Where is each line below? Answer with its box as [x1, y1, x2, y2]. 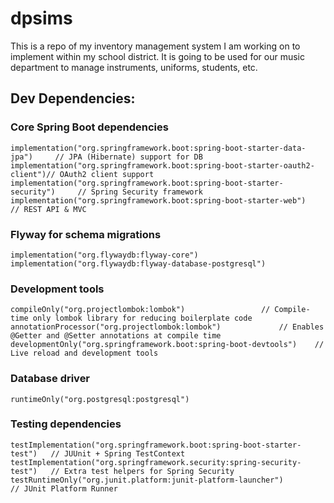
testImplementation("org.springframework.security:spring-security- [10, 457, 302, 467]
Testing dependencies [10, 417, 122, 431]
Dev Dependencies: [10, 90, 136, 107]
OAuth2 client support [59, 169, 155, 179]
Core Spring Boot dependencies [10, 120, 169, 134]
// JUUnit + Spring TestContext [50, 448, 186, 459]
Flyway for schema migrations [10, 227, 162, 241]
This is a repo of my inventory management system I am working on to [10, 40, 301, 52]
